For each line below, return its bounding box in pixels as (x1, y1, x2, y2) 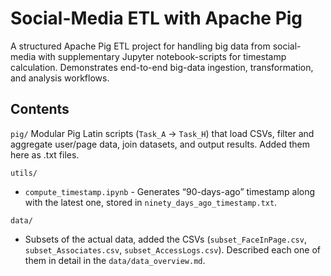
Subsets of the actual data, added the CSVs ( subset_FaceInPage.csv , (24, 233, 307, 245)
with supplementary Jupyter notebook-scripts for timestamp (38, 50, 287, 62)
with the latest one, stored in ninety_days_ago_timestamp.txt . (24, 196, 278, 208)
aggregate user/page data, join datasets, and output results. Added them (10, 138, 311, 150)
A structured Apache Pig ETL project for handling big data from (10, 40, 271, 52)
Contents (10, 101, 70, 118)
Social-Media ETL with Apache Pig (10, 7, 303, 30)
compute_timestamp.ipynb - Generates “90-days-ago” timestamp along (24, 185, 316, 197)
